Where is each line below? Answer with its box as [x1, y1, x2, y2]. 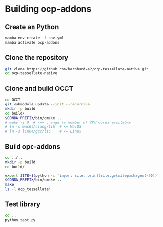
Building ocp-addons [5, 3, 92, 15]
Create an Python [5, 23, 59, 31]
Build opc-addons [5, 142, 61, 151]
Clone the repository [5, 53, 69, 62]
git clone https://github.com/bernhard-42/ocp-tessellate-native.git [5, 67, 149, 71]
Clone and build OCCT [5, 84, 74, 93]
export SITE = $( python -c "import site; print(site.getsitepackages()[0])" [5, 173, 160, 178]
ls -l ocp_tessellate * [5, 187, 51, 192]
